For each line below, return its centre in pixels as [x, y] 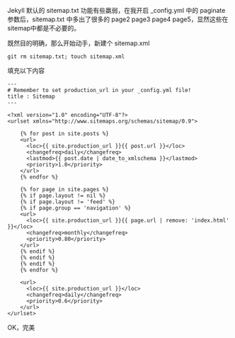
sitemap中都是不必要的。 [44, 28]
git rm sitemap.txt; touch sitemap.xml [66, 57]
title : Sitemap [31, 96]
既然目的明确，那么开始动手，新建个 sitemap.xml [79, 43]
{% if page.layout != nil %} [63, 196]
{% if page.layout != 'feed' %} [68, 202]
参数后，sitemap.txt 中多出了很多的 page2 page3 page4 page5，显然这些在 [118, 19]
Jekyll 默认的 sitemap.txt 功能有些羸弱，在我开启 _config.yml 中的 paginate [116, 10]
